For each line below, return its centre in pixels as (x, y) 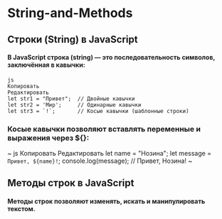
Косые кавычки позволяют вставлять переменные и (104, 129)
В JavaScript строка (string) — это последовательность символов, (111, 58)
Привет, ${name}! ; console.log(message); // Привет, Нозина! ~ (100, 161)
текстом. (21, 209)
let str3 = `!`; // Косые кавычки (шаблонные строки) (99, 111)
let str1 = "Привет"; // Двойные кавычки (71, 98)
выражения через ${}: (48, 138)
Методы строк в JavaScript (71, 183)
